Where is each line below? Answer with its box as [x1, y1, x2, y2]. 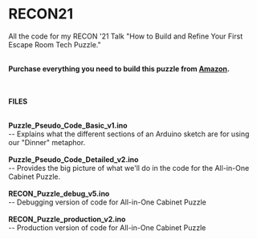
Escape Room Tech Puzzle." [8, 39, 102, 49]
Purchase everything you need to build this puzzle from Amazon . [8, 63, 230, 73]
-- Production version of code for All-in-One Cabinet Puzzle [8, 222, 206, 233]
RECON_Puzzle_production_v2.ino [8, 214, 126, 224]
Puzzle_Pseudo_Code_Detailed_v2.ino [8, 154, 139, 164]
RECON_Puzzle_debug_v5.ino [8, 188, 110, 198]
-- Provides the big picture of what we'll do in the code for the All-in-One [8, 163, 250, 172]
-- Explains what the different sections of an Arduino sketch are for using [8, 129, 250, 139]
